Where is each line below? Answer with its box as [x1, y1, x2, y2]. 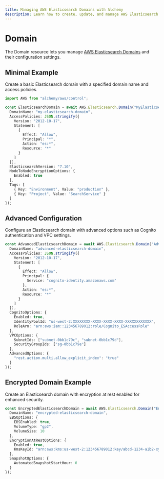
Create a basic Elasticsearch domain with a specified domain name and [5, 81, 149, 87]
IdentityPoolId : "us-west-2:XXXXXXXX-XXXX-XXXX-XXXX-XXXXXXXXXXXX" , [14, 319, 156, 324]
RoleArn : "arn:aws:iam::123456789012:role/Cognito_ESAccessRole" [14, 324, 150, 329]
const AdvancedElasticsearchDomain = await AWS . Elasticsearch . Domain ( [5, 242, 152, 247]
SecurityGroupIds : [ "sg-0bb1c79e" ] [14, 342, 86, 347]
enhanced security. [5, 396, 44, 402]
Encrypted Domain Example [5, 378, 91, 387]
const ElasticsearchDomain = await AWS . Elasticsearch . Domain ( [5, 105, 134, 110]
